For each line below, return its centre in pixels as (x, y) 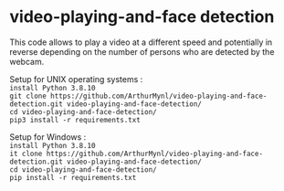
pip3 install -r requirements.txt (75, 120)
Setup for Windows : (48, 137)
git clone (28, 96)
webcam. (27, 61)
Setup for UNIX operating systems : (76, 79)
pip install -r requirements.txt (73, 177)
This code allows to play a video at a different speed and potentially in (141, 42)
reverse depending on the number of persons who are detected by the (142, 51)
